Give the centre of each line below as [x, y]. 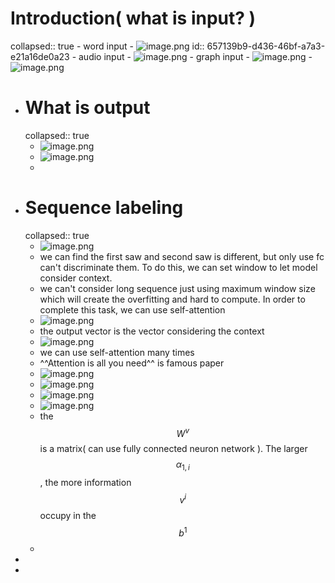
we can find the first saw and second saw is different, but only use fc [182, 256]
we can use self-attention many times [117, 352]
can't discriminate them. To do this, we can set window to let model [178, 267]
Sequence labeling [104, 208]
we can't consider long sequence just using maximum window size [177, 288]
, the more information [85, 483]
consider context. [76, 278]
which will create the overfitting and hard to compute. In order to [172, 299]
